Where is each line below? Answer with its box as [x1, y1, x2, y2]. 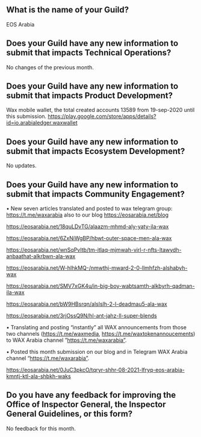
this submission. [6, 113, 47, 120]
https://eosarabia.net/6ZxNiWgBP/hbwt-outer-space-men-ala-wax [6, 235, 172, 242]
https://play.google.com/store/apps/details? [48, 113, 156, 120]
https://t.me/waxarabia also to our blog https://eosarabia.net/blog [6, 211, 169, 218]
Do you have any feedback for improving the [6, 390, 176, 400]
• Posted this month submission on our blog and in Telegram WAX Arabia [6, 349, 188, 356]
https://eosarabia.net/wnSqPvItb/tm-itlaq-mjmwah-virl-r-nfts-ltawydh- [6, 246, 182, 253]
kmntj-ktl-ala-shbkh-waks [6, 373, 71, 380]
